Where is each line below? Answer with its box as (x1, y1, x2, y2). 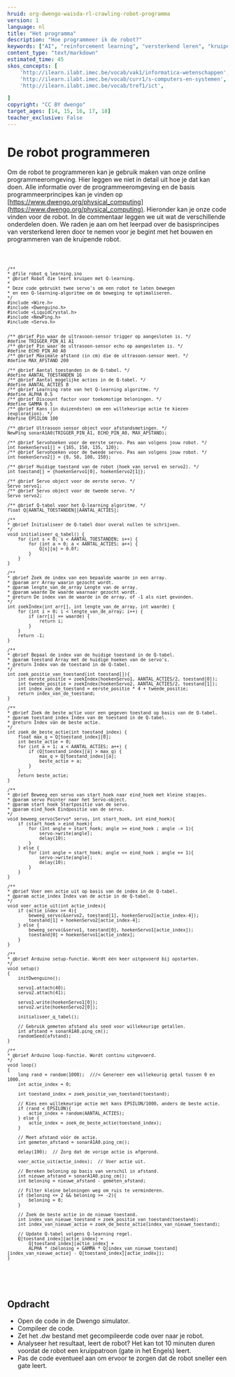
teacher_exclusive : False (7, 114, 83, 121)
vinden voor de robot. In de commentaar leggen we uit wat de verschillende (7, 212, 226, 221)
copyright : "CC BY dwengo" (7, 101, 86, 109)
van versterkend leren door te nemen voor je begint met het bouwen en (7, 227, 213, 236)
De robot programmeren (7, 145, 150, 160)
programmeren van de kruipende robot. (7, 234, 121, 243)
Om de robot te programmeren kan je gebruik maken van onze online (7, 168, 206, 176)
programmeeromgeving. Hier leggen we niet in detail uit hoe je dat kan (7, 175, 211, 183)
